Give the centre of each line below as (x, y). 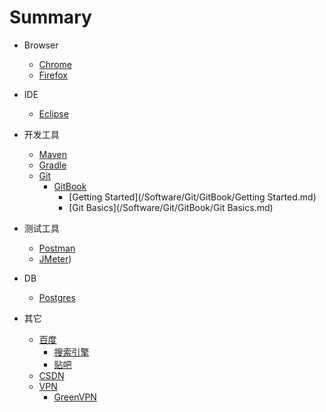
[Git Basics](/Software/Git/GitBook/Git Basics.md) (171, 207)
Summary (50, 17)
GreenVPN (75, 397)
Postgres (57, 297)
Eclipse (53, 113)
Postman (57, 248)
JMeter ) (55, 258)
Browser (41, 45)
